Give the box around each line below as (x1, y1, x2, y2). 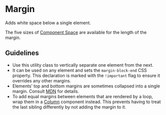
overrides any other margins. (12, 77, 72, 83)
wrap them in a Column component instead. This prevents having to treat (12, 99, 161, 105)
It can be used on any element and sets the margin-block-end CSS (12, 67, 147, 73)
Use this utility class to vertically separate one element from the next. (12, 62, 154, 68)
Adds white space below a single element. (5, 20, 91, 26)
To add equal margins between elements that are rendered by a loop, (12, 93, 153, 99)
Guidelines (5, 49, 39, 57)
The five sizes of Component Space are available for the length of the (5, 29, 147, 35)
